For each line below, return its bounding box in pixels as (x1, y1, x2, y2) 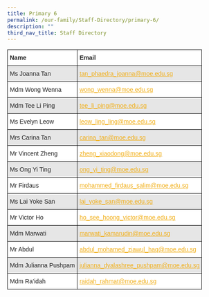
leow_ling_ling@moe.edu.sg (79, 118, 156, 126)
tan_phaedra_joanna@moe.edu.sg (79, 70, 174, 78)
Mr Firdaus (10, 182, 39, 190)
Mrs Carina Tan (10, 134, 51, 142)
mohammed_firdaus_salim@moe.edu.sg (79, 182, 189, 190)
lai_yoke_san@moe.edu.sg (79, 198, 154, 206)
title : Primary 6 (7, 10, 57, 17)
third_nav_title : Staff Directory (7, 29, 107, 37)
